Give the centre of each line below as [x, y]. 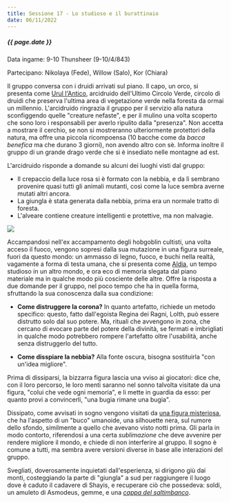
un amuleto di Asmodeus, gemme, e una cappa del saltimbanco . [99, 493]
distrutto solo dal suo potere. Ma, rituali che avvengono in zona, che [113, 321]
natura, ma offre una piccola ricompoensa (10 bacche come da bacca [106, 137]
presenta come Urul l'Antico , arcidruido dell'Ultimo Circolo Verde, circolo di [114, 93]
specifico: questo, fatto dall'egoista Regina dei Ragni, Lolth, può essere [118, 314]
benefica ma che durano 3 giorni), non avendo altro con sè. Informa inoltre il [115, 145]
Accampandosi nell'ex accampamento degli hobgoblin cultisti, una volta [109, 242]
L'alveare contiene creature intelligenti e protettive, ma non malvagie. [115, 216]
